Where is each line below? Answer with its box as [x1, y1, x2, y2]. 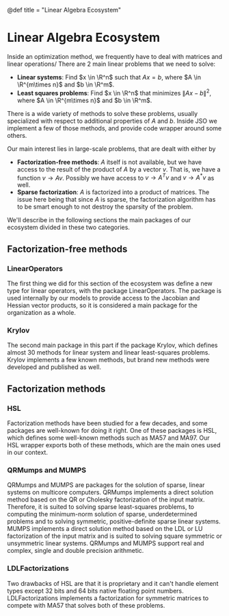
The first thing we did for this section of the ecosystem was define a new [7, 279, 213, 287]
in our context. [7, 448, 48, 456]
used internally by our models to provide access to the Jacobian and [7, 294, 200, 302]
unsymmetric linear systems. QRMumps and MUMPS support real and [7, 539, 204, 547]
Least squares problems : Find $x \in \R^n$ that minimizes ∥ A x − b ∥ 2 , [16, 87, 212, 97]
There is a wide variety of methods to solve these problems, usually [7, 109, 198, 117]
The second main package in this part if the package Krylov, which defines [7, 341, 218, 349]
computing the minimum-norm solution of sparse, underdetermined [7, 510, 198, 519]
